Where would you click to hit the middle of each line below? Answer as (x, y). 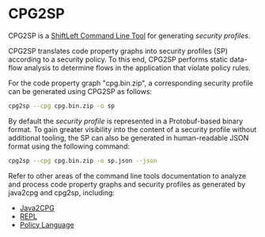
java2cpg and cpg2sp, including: (61, 192)
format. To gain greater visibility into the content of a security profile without (132, 129)
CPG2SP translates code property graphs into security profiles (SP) (118, 51)
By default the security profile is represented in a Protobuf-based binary (126, 121)
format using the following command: (69, 146)
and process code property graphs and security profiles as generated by (127, 184)
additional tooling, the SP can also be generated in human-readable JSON (129, 137)
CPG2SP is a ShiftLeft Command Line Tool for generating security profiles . (129, 36)
